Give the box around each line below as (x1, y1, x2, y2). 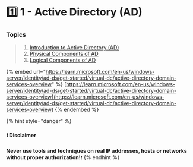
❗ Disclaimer (6, 132, 37, 139)
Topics (6, 31, 27, 39)
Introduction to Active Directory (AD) (29, 44, 119, 51)
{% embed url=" (6, 68, 46, 75)
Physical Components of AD (29, 51, 99, 58)
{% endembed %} (55, 106, 99, 114)
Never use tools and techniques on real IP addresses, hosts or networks (6, 147, 187, 154)
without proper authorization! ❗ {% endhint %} (6, 153, 120, 161)
